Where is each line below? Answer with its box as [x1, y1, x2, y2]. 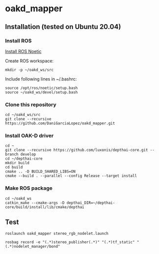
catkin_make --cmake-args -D [5, 200, 65, 205]
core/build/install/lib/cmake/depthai [5, 204, 84, 209]
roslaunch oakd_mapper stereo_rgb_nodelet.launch [5, 231, 109, 236]
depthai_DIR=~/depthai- [66, 200, 115, 205]
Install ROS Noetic [5, 48, 42, 54]
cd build [5, 165, 23, 170]
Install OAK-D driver [5, 132, 54, 139]
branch [5, 152, 19, 157]
